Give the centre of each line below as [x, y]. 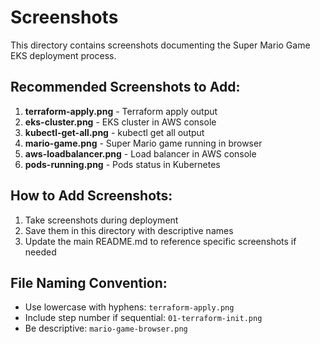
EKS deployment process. [63, 55]
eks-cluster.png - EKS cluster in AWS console [120, 122]
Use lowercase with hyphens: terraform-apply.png [129, 307]
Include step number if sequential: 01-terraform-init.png [143, 318]
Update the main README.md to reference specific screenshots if [160, 241]
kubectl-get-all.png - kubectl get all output [114, 132]
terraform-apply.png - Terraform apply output [121, 111]
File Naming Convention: [89, 282]
